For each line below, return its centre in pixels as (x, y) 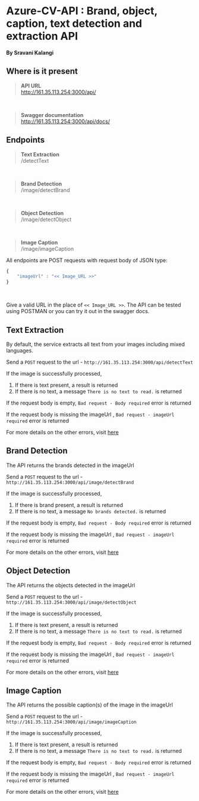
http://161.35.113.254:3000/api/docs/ (65, 121)
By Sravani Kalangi (30, 52)
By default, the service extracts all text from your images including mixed (96, 344)
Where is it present (42, 72)
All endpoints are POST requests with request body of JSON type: (87, 260)
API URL (31, 86)
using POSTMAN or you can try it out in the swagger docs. (78, 311)
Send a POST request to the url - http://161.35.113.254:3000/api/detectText (100, 362)
